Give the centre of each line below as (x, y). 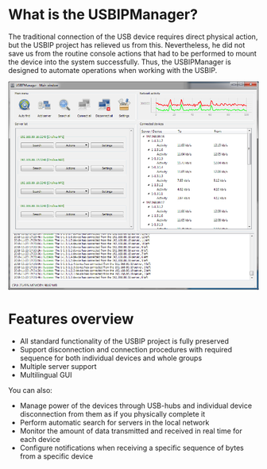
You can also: (31, 390)
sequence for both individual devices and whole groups (111, 358)
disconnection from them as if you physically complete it (112, 413)
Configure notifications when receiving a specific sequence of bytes (132, 448)
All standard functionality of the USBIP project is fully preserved (124, 341)
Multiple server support (58, 366)
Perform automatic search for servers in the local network (114, 422)
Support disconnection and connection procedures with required (126, 349)
